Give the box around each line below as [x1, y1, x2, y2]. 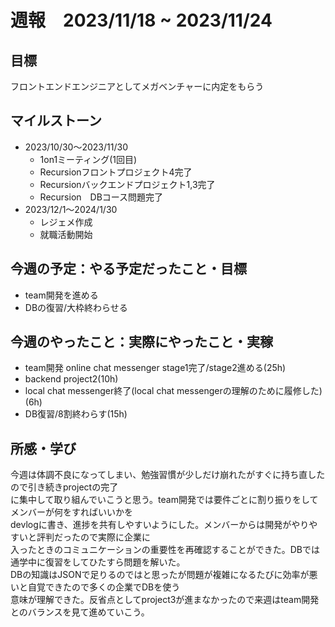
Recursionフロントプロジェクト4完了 [39, 166, 193, 178]
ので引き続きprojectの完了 [10, 481, 119, 493]
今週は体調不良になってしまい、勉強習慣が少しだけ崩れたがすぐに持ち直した [10, 469, 326, 481]
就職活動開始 [39, 228, 93, 240]
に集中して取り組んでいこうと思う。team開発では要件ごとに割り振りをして [10, 494, 319, 506]
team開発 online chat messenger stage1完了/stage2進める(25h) [24, 362, 287, 374]
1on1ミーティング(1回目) [39, 153, 138, 165]
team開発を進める [24, 289, 99, 301]
